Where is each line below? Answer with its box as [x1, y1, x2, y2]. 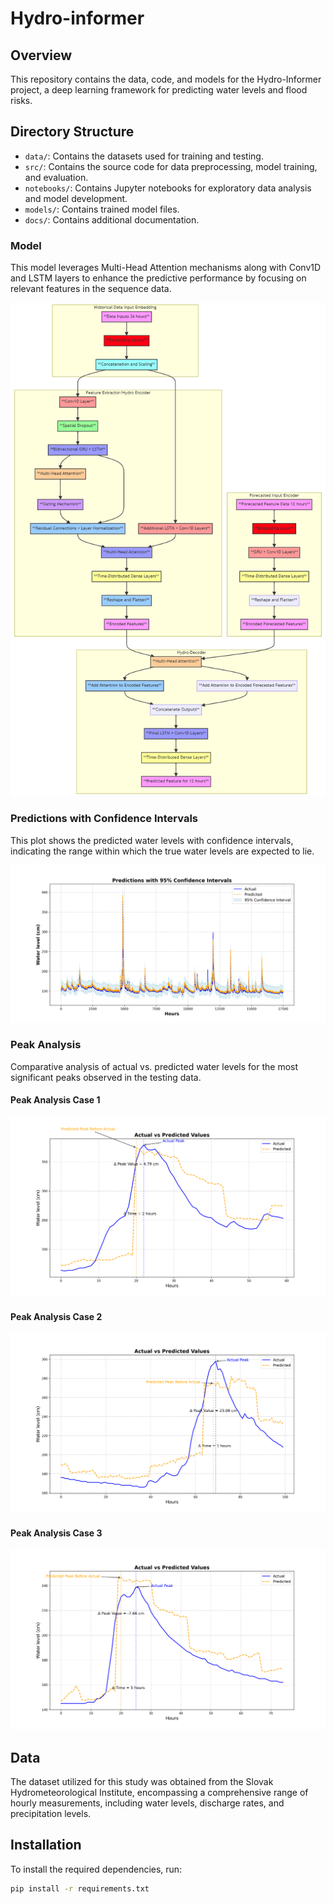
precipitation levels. [10, 1808, 92, 1820]
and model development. [24, 192, 128, 204]
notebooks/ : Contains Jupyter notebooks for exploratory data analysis [24, 182, 312, 194]
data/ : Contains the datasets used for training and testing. [24, 150, 264, 162]
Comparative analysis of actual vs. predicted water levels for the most [10, 1060, 299, 1072]
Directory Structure [10, 123, 135, 141]
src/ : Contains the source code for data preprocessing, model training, [24, 160, 318, 172]
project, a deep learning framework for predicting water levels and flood [10, 84, 308, 96]
